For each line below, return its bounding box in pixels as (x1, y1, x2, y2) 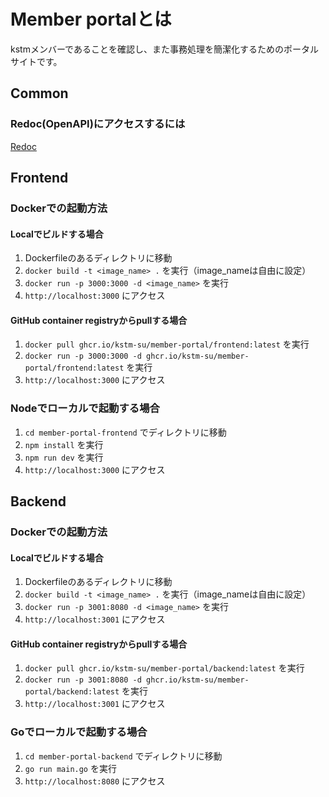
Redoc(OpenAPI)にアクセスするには (10, 117, 186, 131)
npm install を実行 (24, 438, 104, 450)
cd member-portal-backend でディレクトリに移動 (24, 750, 223, 762)
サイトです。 (10, 55, 63, 67)
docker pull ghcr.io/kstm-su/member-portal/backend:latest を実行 (24, 662, 305, 674)
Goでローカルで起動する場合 (10, 725, 148, 739)
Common (10, 85, 69, 102)
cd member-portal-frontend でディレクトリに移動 (24, 426, 227, 438)
